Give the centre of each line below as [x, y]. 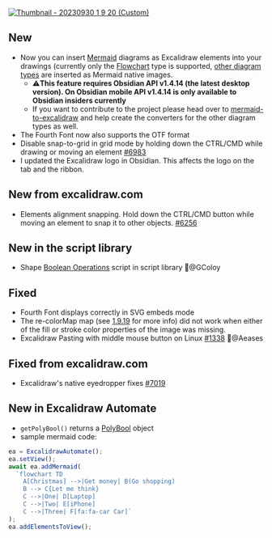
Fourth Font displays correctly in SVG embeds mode [107, 312]
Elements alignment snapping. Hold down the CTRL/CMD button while [137, 214]
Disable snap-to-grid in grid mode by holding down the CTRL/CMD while [141, 143]
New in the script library [70, 248]
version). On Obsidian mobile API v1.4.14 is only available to [134, 91]
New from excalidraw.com [76, 195]
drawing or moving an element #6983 [83, 152]
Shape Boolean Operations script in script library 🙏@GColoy [120, 268]
